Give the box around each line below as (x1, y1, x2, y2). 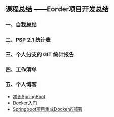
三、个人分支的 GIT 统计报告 (5, 51, 74, 58)
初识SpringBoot (12, 94, 46, 100)
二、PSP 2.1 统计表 (5, 36, 51, 43)
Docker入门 (12, 100, 37, 106)
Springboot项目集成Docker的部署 (12, 106, 83, 112)
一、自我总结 (5, 21, 37, 28)
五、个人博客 (5, 81, 37, 88)
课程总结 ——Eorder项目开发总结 (5, 5, 109, 14)
